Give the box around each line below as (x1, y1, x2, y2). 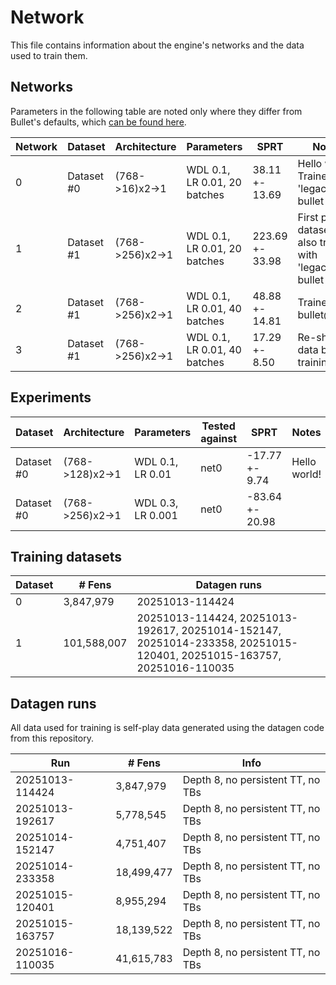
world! (291, 467, 322, 481)
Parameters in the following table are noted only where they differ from (10, 105, 303, 117)
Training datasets (10, 548, 123, 565)
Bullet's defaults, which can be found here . (10, 116, 187, 128)
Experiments (10, 389, 92, 406)
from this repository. (10, 732, 94, 745)
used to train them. (10, 49, 88, 61)
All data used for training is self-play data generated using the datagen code (10, 722, 325, 734)
